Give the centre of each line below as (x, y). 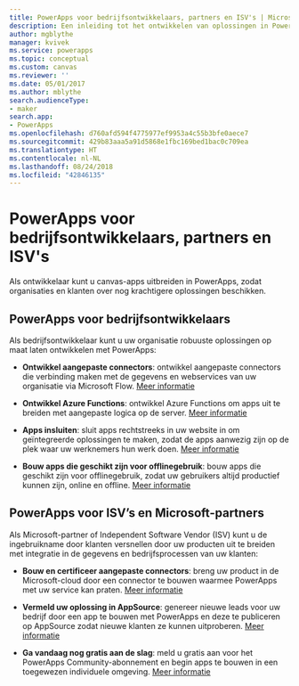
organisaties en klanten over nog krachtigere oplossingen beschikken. (138, 291)
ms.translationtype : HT (53, 150)
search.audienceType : (49, 100)
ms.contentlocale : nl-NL (55, 158)
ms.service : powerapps (51, 51)
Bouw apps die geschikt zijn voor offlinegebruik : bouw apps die (141, 466)
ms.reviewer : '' (39, 76)
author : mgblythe (41, 34)
